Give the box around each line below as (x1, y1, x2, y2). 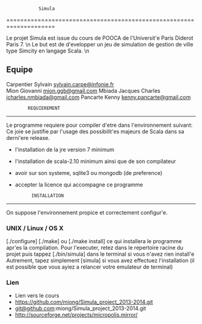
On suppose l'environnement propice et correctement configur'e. (6, 209, 168, 216)
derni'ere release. (6, 134, 50, 141)
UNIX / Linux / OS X (6, 224, 64, 232)
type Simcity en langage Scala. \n (6, 47, 90, 54)
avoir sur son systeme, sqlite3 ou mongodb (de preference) (14, 169, 163, 176)
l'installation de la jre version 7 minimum (14, 145, 114, 153)
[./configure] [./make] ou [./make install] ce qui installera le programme (6, 238, 182, 245)
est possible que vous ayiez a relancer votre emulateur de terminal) (6, 263, 173, 271)
